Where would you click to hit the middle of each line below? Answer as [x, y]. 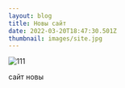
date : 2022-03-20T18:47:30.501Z [62, 31]
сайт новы [26, 77]
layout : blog [30, 16]
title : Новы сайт [37, 23]
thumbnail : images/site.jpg [56, 38]
